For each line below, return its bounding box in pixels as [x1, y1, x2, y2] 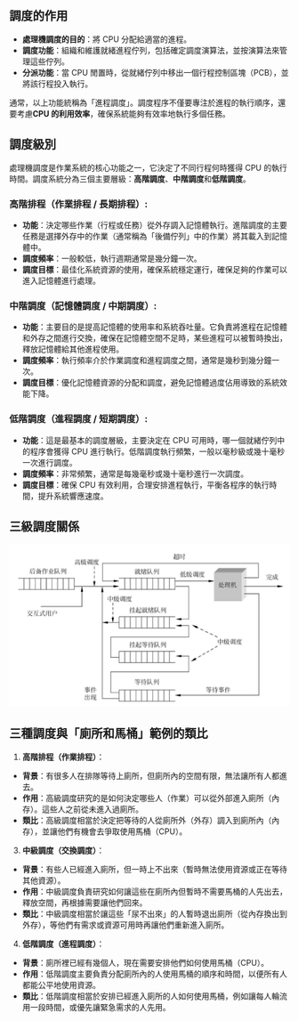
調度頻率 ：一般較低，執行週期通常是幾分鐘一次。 [21, 253, 202, 263]
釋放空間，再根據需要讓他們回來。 [21, 897, 148, 908]
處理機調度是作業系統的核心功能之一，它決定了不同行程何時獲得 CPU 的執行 [9, 162, 287, 173]
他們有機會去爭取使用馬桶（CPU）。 [57, 826, 188, 837]
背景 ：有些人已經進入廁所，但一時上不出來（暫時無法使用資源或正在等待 [21, 863, 287, 874]
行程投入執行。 [37, 78, 93, 89]
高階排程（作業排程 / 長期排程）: [9, 198, 149, 210]
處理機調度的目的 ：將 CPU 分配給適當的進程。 [21, 34, 192, 45]
